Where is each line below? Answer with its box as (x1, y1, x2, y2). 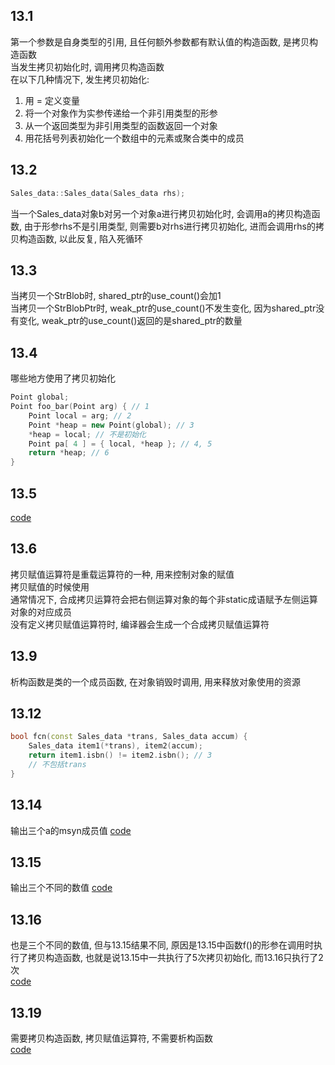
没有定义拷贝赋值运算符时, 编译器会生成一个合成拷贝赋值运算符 (10, 618, 270, 630)
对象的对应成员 (10, 605, 72, 618)
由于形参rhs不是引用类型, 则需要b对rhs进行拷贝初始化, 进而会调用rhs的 (23, 220, 316, 232)
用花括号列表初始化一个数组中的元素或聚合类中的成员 (24, 132, 245, 144)
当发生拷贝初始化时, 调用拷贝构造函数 (10, 60, 165, 73)
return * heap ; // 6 (28, 448, 110, 458)
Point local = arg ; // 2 (28, 410, 132, 421)
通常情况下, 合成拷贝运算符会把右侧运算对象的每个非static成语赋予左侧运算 (10, 593, 318, 605)
